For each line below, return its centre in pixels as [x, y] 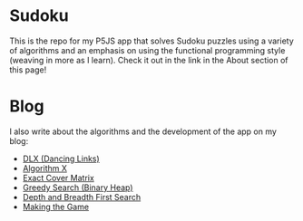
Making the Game [55, 207]
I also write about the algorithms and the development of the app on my [143, 131]
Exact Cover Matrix [59, 178]
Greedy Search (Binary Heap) [78, 187]
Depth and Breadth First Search [82, 197]
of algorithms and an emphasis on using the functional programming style [147, 50]
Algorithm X [45, 168]
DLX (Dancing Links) [61, 159]
